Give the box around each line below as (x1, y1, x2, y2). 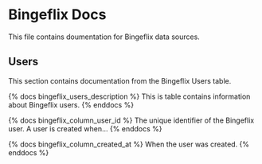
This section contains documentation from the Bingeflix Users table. (8, 76, 232, 85)
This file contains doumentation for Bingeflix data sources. (8, 32, 201, 41)
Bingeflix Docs (8, 6, 107, 24)
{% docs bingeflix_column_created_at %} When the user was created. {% (8, 139, 249, 149)
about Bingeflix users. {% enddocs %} (8, 100, 134, 109)
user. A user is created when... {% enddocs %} (8, 123, 162, 133)
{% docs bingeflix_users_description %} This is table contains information (8, 92, 251, 101)
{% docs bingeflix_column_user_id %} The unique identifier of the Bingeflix (8, 115, 255, 125)
